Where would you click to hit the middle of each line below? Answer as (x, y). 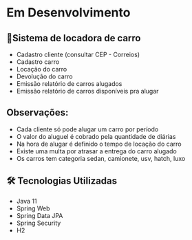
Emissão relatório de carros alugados (69, 84)
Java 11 (26, 201)
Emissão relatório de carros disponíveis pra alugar (87, 91)
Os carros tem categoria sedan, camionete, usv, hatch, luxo (101, 158)
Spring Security (39, 223)
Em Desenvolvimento (68, 13)
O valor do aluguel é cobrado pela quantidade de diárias (96, 136)
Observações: (38, 112)
